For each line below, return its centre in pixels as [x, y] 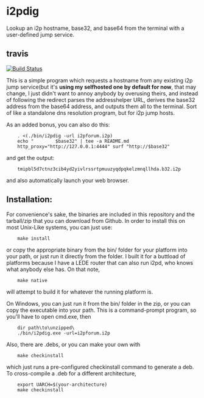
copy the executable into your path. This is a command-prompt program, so [101, 310]
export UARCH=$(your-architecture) [62, 385]
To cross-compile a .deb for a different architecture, [72, 373]
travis [17, 54]
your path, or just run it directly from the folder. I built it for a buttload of [96, 256]
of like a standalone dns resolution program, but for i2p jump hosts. [91, 113]
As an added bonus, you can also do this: [58, 125]
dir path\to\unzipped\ [46, 328]
